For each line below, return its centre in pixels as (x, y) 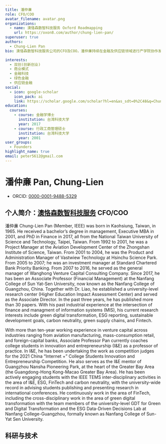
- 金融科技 (19, 74)
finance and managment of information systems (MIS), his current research (82, 310)
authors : (14, 42)
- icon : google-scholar (34, 92)
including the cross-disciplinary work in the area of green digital (70, 398)
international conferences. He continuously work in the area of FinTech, (78, 393)
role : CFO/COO (20, 14)
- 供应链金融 (21, 83)
